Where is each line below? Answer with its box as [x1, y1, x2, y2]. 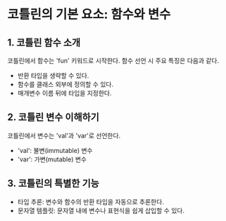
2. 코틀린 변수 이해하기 [7, 112, 100, 123]
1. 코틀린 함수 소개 [7, 36, 81, 48]
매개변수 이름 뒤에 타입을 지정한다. [17, 89, 112, 97]
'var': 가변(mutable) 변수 [17, 155, 87, 163]
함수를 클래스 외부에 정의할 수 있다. [17, 80, 114, 88]
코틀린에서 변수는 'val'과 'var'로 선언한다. [7, 131, 121, 140]
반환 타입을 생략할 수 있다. [17, 72, 89, 79]
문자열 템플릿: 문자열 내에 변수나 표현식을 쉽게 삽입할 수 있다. [17, 206, 185, 215]
